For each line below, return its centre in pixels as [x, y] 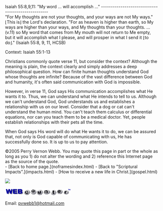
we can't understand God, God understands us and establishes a [70, 102]
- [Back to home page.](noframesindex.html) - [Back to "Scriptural [71, 166]
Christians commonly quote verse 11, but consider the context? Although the [81, 61]
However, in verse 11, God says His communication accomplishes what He [79, 91]
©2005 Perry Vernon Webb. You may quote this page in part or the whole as [81, 151]
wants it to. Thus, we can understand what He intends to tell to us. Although [81, 96]
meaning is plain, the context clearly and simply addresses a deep [71, 67]
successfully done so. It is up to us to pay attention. [57, 142]
